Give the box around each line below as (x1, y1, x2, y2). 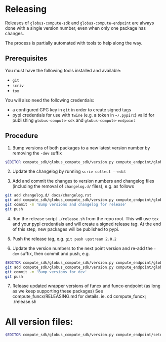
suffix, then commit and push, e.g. (20, 250, 90, 256)
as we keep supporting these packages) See (12, 288, 104, 294)
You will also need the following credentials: (5, 97, 95, 103)
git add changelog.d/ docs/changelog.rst (5, 193, 92, 198)
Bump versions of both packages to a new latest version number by (12, 145, 150, 150)
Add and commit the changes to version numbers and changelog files (12, 178, 155, 184)
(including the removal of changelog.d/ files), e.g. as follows (12, 183, 134, 189)
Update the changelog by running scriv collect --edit (12, 168, 126, 174)
